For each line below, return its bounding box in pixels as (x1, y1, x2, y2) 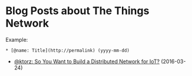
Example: (5, 36, 28, 43)
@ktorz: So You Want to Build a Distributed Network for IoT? (14, 58, 160, 65)
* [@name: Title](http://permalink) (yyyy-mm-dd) (5, 47, 130, 54)
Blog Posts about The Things (5, 4, 150, 18)
